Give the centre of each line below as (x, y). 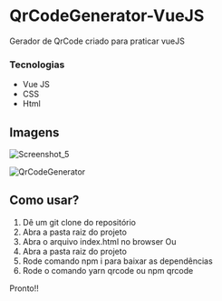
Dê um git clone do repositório (79, 222)
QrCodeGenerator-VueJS (107, 16)
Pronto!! (24, 288)
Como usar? (44, 201)
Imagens (34, 132)
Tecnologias (37, 65)
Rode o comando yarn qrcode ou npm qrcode (108, 270)
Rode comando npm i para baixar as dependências (117, 261)
